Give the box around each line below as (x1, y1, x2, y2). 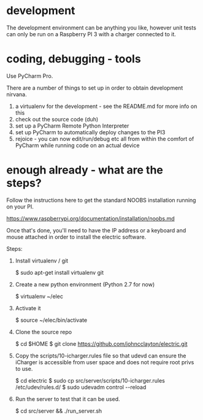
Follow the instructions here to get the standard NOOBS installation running (6, 196, 196, 204)
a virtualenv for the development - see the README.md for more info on (15, 102, 197, 110)
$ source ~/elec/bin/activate (15, 316, 88, 324)
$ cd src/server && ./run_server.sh (15, 407, 102, 414)
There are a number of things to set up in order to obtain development (6, 84, 183, 91)
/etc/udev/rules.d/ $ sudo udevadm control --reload (15, 383, 147, 391)
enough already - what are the (6, 163, 164, 177)
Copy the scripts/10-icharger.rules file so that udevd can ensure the (15, 352, 186, 359)
